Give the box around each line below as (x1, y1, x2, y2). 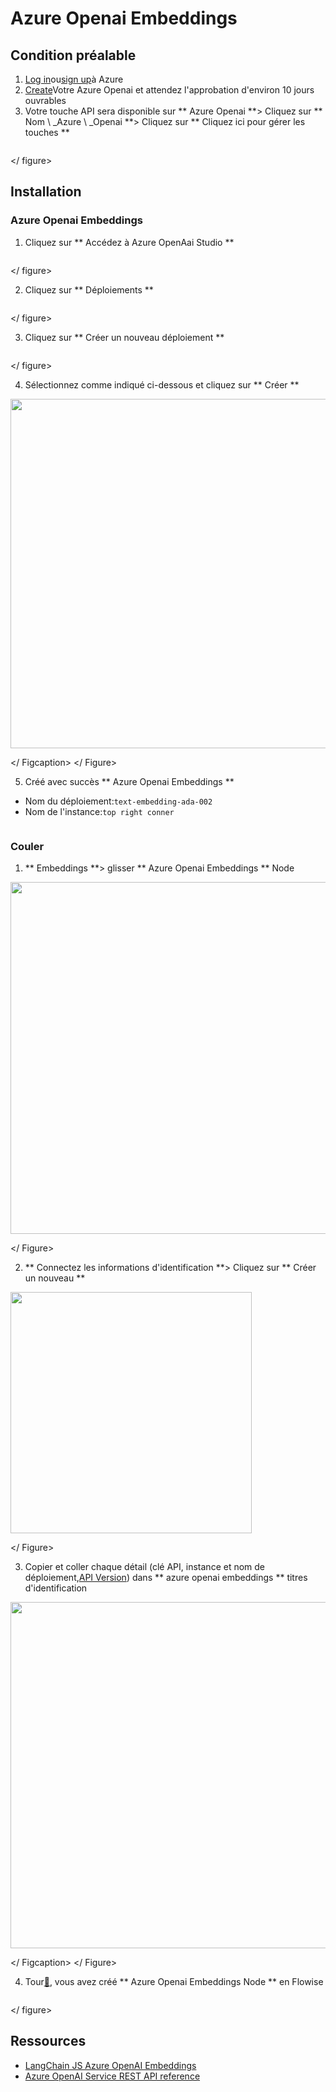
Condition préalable (10, 47, 137, 64)
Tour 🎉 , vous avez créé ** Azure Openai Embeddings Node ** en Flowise (24, 1975, 324, 1987)
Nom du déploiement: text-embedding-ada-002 (24, 795, 213, 807)
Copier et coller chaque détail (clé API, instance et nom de (24, 1560, 266, 1572)
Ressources (10, 2033, 87, 2050)
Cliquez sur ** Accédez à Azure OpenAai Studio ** (24, 236, 235, 248)
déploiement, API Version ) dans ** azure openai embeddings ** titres (24, 1571, 308, 1583)
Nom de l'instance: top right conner (24, 805, 175, 817)
